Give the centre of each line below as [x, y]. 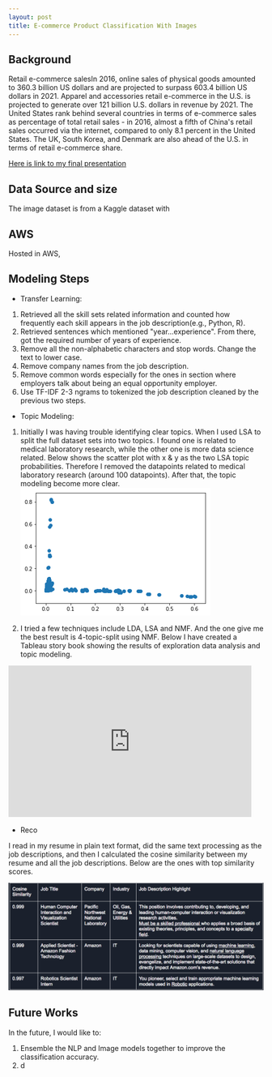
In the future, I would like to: [55, 1032]
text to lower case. [51, 357]
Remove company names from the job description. [104, 365]
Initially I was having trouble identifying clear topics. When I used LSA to [140, 432]
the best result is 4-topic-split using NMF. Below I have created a [128, 637]
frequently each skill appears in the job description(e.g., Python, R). [133, 323]
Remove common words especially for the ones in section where [128, 374]
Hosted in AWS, [34, 253]
